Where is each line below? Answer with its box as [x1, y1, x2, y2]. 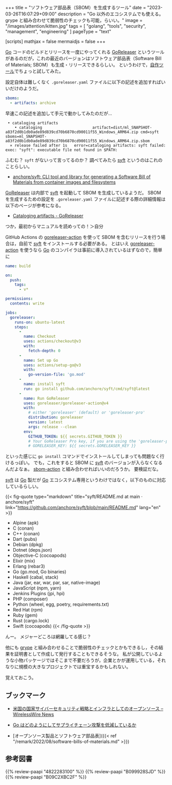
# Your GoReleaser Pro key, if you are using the [28, 439, 137, 444]
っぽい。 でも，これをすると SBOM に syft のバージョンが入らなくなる [14, 460, 163, 466]
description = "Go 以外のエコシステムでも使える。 [58, 11, 164, 17]
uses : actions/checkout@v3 [24, 339, 81, 344]
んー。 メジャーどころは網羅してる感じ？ [5, 634, 92, 640]
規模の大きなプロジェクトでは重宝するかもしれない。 [18, 664, 131, 670]
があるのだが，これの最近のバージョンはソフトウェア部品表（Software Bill [5, 55, 162, 61]
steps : [14, 324, 29, 330]
